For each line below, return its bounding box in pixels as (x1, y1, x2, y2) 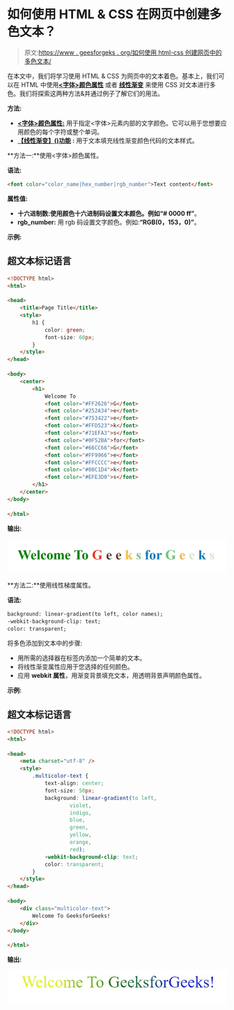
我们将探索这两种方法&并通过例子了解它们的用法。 (19, 89, 164, 98)
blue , (69, 817, 86, 824)
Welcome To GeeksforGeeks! (32, 912, 111, 919)
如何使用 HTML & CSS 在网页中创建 (7, 6, 210, 22)
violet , (69, 802, 92, 809)
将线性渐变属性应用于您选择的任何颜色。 (17, 662, 134, 671)
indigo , (69, 809, 92, 817)
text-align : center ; (44, 780, 104, 787)
